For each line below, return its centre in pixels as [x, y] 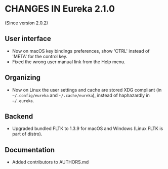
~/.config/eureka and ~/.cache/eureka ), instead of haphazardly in [81, 95]
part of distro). [27, 134]
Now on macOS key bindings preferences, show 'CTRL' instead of [81, 51]
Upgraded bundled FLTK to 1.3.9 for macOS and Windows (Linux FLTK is [87, 129]
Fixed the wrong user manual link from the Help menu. [69, 62]
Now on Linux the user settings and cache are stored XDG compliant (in [87, 90]
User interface [28, 39]
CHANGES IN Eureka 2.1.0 [60, 9]
